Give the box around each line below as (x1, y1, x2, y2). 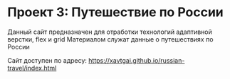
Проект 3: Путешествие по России (7, 4, 224, 20)
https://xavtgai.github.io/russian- (88, 56, 185, 64)
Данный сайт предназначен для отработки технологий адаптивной (7, 28, 212, 36)
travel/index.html (7, 63, 57, 72)
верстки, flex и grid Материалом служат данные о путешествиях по (7, 35, 214, 43)
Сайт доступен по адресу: (7, 56, 88, 64)
